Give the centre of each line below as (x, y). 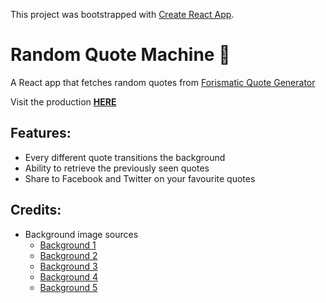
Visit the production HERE (63, 101)
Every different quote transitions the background (125, 157)
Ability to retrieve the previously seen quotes (117, 168)
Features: (41, 133)
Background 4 (69, 276)
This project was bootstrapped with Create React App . (122, 14)
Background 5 (68, 287)
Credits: (36, 210)
